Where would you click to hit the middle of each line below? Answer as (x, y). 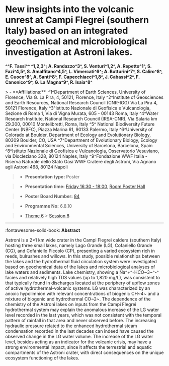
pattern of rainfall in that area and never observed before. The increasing (81, 320)
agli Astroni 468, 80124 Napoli (36, 167)
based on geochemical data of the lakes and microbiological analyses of (80, 267)
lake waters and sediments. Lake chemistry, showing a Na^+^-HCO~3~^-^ (82, 272)
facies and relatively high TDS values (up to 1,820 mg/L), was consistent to (82, 277)
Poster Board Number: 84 (52, 196)
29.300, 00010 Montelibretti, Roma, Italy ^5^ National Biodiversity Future (80, 124)
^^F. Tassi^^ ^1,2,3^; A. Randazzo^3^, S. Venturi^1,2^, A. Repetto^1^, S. (78, 66)
